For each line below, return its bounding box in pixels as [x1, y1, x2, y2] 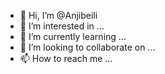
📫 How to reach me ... [19, 53, 113, 64]
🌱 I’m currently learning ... [19, 31, 127, 42]
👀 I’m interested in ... [19, 20, 105, 32]
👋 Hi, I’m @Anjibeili [19, 10, 98, 21]
